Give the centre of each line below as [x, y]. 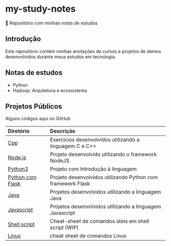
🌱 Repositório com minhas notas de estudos [51, 23]
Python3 [18, 169]
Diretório [19, 131]
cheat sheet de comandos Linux [88, 236]
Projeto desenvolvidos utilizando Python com [104, 177]
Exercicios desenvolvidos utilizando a [95, 140]
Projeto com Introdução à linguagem [94, 169]
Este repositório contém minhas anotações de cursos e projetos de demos [83, 51]
